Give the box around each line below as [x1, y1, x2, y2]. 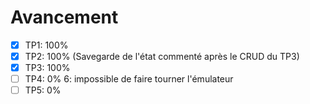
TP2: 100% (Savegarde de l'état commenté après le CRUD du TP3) [24, 51, 300, 62]
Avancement [10, 6, 119, 29]
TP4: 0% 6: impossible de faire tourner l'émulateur [24, 73, 234, 85]
